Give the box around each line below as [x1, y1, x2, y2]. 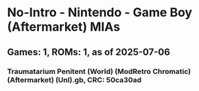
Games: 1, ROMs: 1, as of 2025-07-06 [7, 46, 170, 58]
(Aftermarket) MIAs [7, 19, 121, 35]
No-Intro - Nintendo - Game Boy [7, 5, 193, 20]
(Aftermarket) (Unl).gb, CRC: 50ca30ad [7, 75, 142, 84]
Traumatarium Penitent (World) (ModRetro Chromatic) [7, 67, 191, 76]
